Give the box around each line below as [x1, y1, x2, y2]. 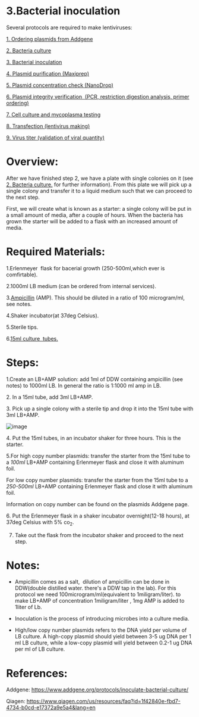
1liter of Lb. [14, 603, 43, 611]
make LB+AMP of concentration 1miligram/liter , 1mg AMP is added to [14, 597, 185, 604]
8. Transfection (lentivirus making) [6, 122, 90, 129]
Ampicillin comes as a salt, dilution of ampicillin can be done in [14, 578, 170, 585]
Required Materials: [6, 245, 106, 258]
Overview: [6, 155, 59, 169]
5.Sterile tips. [6, 323, 39, 331]
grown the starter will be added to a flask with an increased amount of [6, 217, 178, 225]
